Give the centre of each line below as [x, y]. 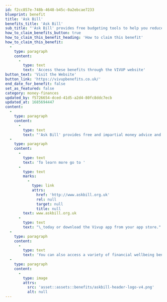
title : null [49, 209]
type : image [36, 278]
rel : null [46, 200]
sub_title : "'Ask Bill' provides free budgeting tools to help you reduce [84, 28]
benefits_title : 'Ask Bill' [34, 24]
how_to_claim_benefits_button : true [43, 33]
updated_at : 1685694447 [30, 102]
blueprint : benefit [25, 14]
